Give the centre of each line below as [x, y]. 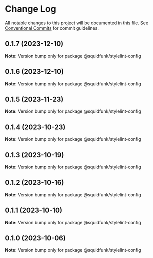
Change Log [31, 9]
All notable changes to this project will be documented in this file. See [77, 23]
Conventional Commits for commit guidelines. [52, 28]
